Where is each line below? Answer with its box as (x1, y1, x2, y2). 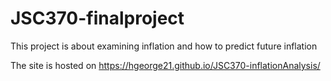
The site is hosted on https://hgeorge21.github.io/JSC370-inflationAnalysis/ (10, 59, 321, 71)
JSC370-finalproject (10, 7, 185, 30)
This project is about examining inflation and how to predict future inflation (10, 40, 318, 52)
